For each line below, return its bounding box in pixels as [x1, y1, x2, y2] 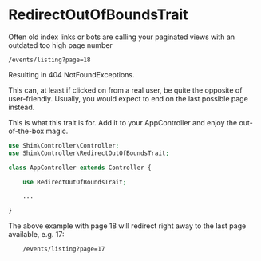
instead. [8, 102, 35, 112]
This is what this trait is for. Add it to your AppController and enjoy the [8, 117, 238, 127]
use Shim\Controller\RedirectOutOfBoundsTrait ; [8, 149, 170, 157]
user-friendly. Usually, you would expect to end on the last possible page [8, 93, 249, 103]
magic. [45, 126, 69, 136]
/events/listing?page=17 [22, 245, 105, 253]
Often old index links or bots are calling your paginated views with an [8, 32, 235, 42]
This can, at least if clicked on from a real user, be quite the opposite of [8, 85, 243, 95]
